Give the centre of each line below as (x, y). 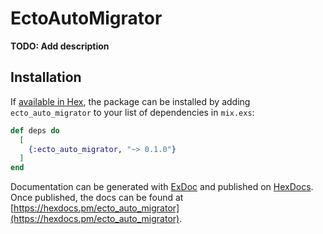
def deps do (35, 130)
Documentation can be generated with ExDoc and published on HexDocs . (162, 187)
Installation (46, 77)
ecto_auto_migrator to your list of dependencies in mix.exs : (132, 112)
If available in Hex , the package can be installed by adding (130, 101)
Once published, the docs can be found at (97, 198)
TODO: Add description (60, 46)
